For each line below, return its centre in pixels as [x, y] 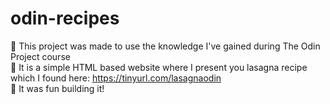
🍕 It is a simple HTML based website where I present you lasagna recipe [159, 67]
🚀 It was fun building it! [57, 88]
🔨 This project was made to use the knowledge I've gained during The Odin [165, 46]
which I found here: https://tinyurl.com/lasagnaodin [116, 78]
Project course [40, 56]
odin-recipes [65, 18]
